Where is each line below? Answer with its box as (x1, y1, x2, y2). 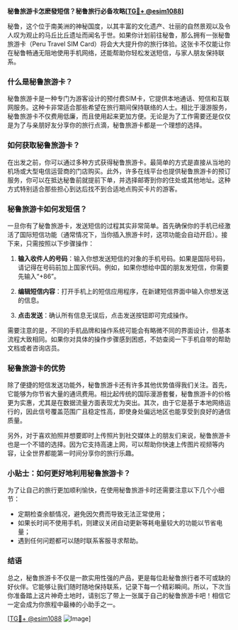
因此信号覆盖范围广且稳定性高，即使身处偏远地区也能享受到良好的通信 (25, 407, 231, 416)
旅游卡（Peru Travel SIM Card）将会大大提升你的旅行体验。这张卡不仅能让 (7, 40, 225, 48)
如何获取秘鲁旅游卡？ (7, 140, 80, 150)
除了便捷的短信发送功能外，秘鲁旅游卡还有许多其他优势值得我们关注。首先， (7, 381, 231, 389)
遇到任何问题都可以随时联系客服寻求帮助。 (17, 536, 142, 545)
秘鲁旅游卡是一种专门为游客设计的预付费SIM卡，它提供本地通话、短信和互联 (7, 94, 230, 103)
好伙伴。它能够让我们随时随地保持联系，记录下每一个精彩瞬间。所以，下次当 (7, 582, 231, 591)
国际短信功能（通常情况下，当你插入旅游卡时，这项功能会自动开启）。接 (19, 230, 228, 238)
